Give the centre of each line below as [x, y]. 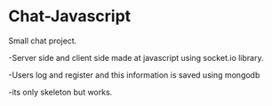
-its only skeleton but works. [60, 92]
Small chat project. [43, 41]
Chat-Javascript [70, 16]
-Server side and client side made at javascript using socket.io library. [136, 57]
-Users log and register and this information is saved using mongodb [134, 75]
